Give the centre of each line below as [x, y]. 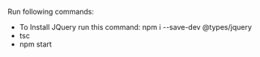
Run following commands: [51, 12]
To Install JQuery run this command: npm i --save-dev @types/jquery [136, 27]
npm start [35, 44]
